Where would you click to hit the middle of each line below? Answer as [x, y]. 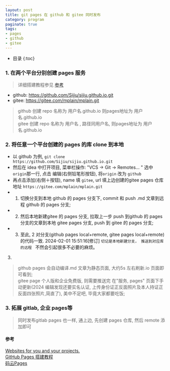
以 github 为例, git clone [39, 156]
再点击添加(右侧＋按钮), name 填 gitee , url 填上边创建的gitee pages [83, 180]
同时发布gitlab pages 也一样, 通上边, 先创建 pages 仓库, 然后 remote [89, 320]
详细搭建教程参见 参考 [41, 85]
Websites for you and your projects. [43, 351]
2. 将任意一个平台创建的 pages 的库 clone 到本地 [65, 144]
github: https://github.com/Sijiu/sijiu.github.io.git [63, 95]
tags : [11, 29]
